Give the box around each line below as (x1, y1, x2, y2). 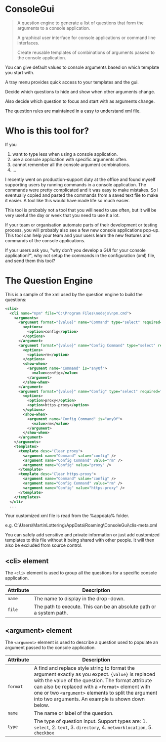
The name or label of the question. (34, 709, 114, 716)
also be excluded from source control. (5, 542, 83, 548)
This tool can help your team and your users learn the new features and (5, 232, 151, 238)
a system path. (34, 610, 68, 616)
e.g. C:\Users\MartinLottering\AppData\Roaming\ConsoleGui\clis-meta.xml (5, 523, 157, 528)
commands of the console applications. (5, 237, 85, 243)
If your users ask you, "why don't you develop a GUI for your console (5, 247, 146, 253)
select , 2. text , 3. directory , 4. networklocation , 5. (34, 724, 153, 731)
